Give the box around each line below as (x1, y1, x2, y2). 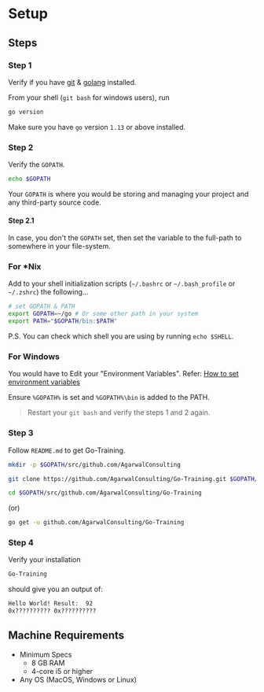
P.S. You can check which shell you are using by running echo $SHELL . (8, 331, 234, 341)
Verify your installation (8, 555, 81, 564)
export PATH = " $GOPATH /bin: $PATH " (8, 317, 118, 325)
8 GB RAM (31, 658, 65, 668)
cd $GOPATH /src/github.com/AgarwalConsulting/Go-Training (8, 489, 202, 497)
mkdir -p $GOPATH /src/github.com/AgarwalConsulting (8, 461, 181, 468)
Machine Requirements (8, 629, 125, 642)
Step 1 (8, 60, 32, 71)
